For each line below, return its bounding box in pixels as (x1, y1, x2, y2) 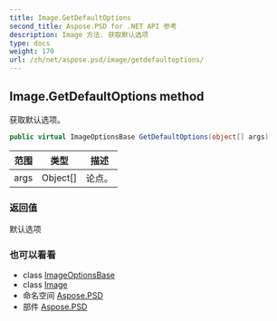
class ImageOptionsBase (22, 269, 116, 281)
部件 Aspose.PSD (22, 301, 88, 313)
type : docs (9, 38, 51, 48)
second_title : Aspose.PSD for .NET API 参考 (9, 22, 177, 31)
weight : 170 (9, 47, 54, 56)
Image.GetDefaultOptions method (9, 89, 205, 104)
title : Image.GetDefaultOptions (9, 13, 131, 23)
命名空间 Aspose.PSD (22, 290, 104, 301)
